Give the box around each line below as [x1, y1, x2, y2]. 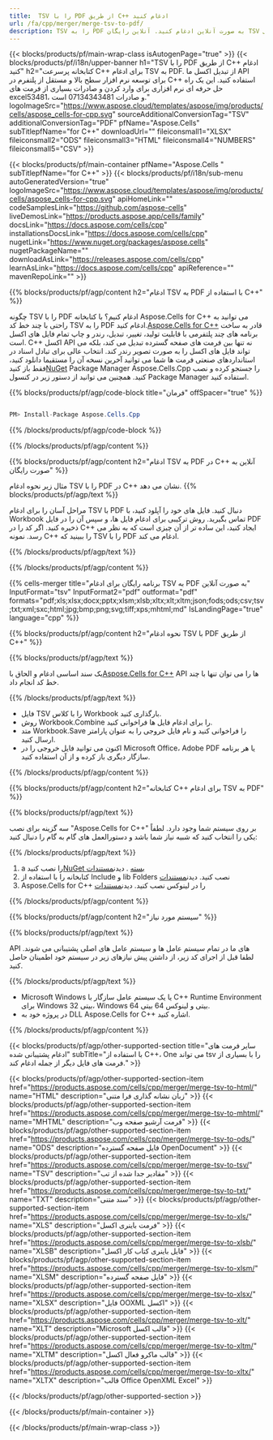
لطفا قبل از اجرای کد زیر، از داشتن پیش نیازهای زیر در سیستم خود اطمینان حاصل [9, 952, 254, 962]
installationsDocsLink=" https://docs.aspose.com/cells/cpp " [9, 229, 208, 239]
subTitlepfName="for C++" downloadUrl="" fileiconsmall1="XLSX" [9, 127, 232, 136]
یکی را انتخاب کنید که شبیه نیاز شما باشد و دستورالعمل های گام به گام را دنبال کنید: [9, 832, 258, 842]
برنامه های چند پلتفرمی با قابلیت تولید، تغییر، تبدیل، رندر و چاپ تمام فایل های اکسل [9, 329, 258, 339]
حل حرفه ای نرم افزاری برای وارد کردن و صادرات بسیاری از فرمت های [9, 84, 224, 93]
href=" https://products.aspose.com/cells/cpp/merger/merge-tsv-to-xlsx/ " [9, 1289, 256, 1299]
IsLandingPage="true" [188, 604, 263, 614]
